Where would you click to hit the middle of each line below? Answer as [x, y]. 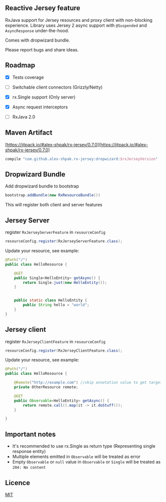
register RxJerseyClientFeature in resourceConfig [55, 341]
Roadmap [20, 66]
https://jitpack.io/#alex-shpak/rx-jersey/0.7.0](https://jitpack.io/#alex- [77, 144]
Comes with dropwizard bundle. [38, 40]
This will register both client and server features [54, 205]
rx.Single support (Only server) [44, 97]
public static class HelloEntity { [51, 300]
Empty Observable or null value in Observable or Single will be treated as [86, 462]
